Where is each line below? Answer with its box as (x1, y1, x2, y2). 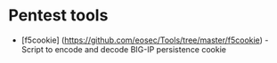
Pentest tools (8, 5, 109, 26)
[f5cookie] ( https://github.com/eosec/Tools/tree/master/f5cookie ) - (20, 35, 269, 45)
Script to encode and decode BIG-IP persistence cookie (20, 43, 226, 54)
